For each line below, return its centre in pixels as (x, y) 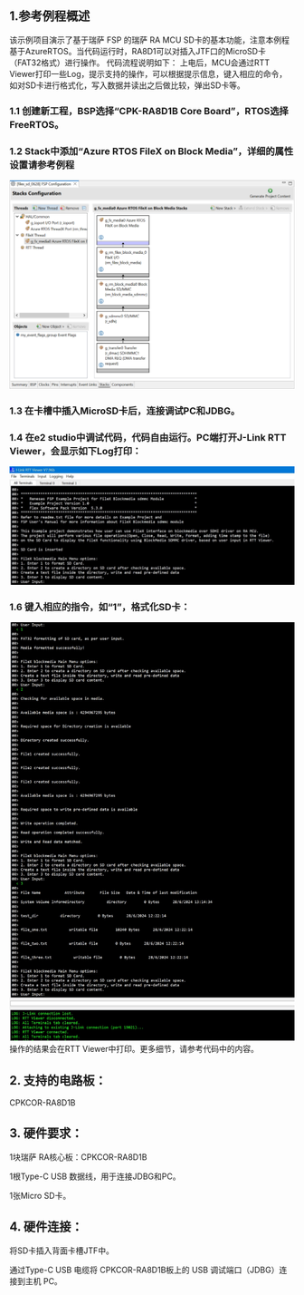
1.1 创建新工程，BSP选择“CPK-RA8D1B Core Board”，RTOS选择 (149, 111)
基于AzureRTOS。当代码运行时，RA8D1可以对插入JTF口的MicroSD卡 (138, 51)
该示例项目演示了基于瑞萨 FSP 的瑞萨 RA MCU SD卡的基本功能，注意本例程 (149, 40)
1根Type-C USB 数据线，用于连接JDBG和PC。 (95, 1176)
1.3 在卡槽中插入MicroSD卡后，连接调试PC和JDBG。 (125, 411)
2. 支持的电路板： (58, 1081)
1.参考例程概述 (50, 16)
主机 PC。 (44, 1280)
